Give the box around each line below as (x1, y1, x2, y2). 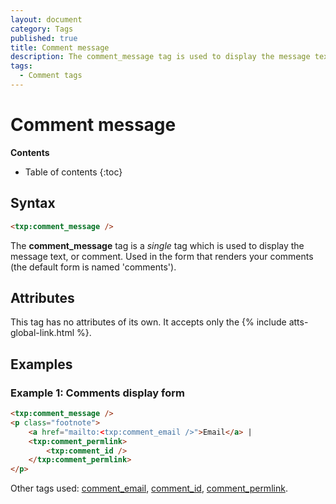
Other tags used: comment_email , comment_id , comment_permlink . (10, 482, 288, 495)
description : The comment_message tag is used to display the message (10, 52, 311, 62)
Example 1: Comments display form (10, 386, 185, 400)
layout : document (10, 14, 83, 25)
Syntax (10, 195, 56, 212)
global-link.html (10, 327, 75, 339)
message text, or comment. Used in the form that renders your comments (10, 250, 314, 262)
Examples (10, 356, 73, 373)
